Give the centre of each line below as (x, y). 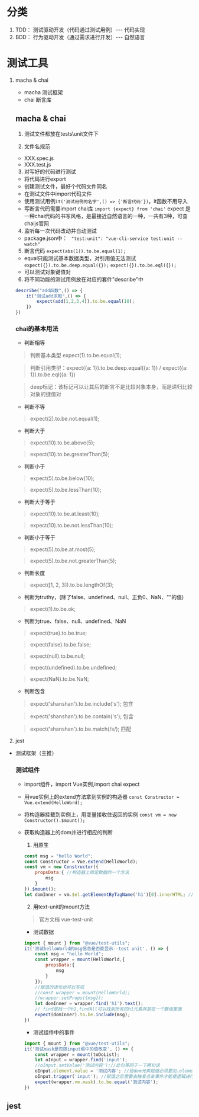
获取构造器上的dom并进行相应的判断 (68, 832)
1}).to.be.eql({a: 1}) (53, 375)
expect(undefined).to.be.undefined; (74, 668)
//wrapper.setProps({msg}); (69, 998)
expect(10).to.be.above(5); (62, 443)
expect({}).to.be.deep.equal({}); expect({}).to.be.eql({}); (100, 265)
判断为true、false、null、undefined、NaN (75, 621)
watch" (32, 244)
